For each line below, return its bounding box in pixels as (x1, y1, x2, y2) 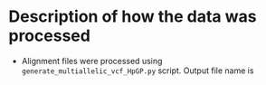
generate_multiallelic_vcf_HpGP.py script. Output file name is (21, 65, 254, 76)
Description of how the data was (8, 6, 257, 27)
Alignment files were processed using (21, 55, 163, 66)
